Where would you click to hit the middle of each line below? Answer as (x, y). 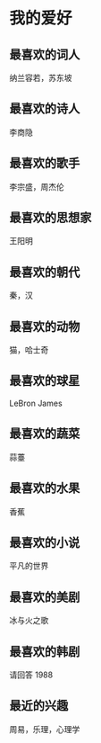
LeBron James (36, 403)
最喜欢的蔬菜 (45, 434)
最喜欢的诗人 (45, 109)
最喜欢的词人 (45, 54)
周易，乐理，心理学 (45, 729)
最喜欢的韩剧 (45, 652)
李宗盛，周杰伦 (37, 186)
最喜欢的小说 (45, 542)
